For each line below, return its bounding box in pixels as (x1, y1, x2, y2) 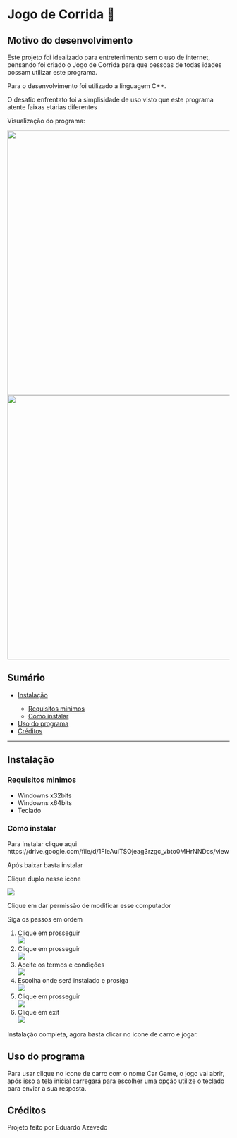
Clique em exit (17, 1008, 60, 1016)
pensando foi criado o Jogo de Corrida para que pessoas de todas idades (7, 61, 222, 69)
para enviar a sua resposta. (7, 1084, 87, 1092)
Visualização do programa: (7, 116, 86, 125)
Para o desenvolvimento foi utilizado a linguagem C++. (7, 82, 167, 90)
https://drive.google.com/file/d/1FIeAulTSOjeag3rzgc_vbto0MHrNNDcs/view (7, 847, 229, 855)
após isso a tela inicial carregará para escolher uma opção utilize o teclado (7, 1077, 225, 1085)
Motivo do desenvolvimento (7, 35, 133, 47)
